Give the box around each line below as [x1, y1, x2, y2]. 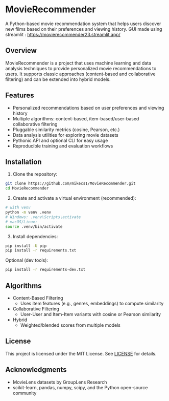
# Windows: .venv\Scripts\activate [5, 214, 81, 220]
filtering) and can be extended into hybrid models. [5, 76, 111, 82]
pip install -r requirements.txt [5, 248, 77, 253]
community [12, 390, 37, 396]
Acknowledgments [5, 365, 67, 374]
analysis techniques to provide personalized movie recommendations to [5, 65, 157, 71]
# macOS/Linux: [5, 219, 38, 224]
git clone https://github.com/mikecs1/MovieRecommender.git [5, 181, 136, 186]
